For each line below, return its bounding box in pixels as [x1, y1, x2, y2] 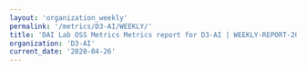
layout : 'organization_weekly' [9, 13, 128, 23]
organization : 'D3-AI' [9, 38, 96, 48]
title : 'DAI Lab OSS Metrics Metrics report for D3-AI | [9, 30, 230, 39]
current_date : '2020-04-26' [9, 47, 117, 56]
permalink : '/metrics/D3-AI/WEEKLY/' [9, 22, 153, 31]
